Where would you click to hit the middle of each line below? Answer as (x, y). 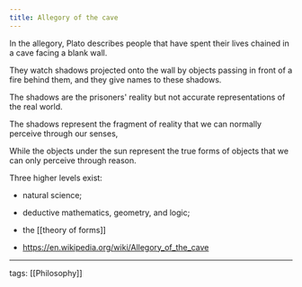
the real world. (36, 106)
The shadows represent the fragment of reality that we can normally (136, 124)
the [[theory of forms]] (64, 230)
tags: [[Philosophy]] (46, 273)
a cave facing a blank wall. (58, 52)
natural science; (52, 195)
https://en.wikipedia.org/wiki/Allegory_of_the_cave (115, 247)
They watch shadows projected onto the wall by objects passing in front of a (151, 70)
